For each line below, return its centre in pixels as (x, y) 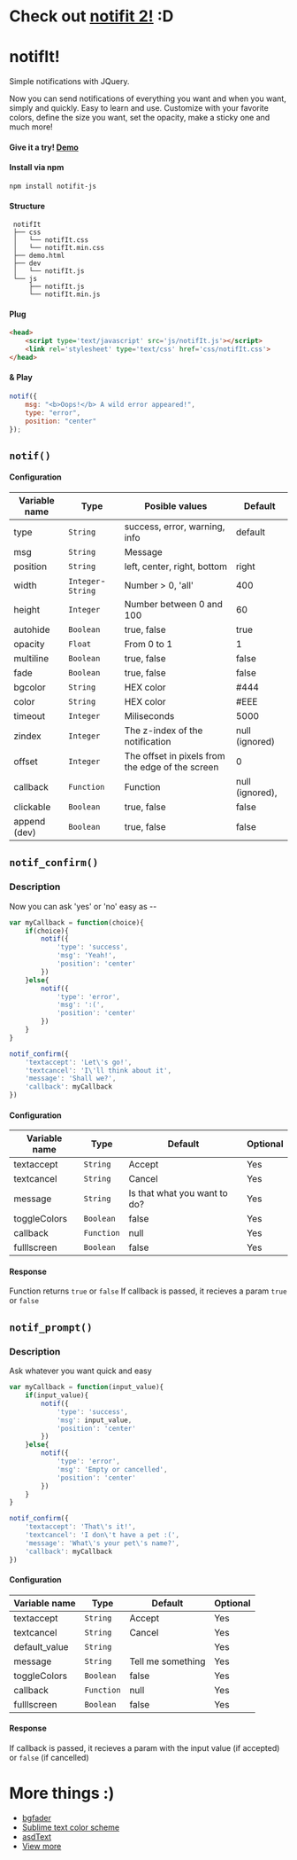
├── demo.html (39, 256)
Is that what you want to (178, 1193)
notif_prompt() (51, 1327)
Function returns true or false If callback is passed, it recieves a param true (148, 1291)
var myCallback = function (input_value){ (87, 1387)
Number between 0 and (174, 604)
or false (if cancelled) (49, 1757)
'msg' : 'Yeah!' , (86, 956)
